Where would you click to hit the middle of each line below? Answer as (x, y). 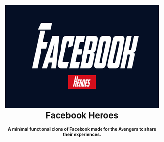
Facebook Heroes (82, 115)
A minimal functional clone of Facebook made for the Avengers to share (82, 129)
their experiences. (82, 134)
